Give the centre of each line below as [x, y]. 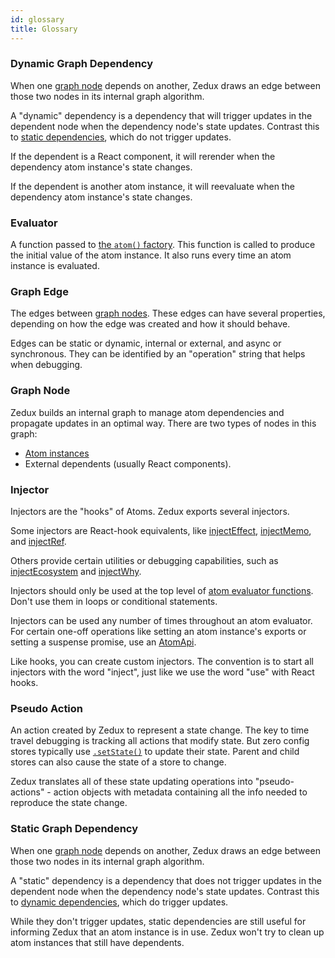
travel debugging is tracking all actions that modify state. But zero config [160, 741]
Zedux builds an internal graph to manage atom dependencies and [147, 412]
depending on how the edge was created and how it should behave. [150, 324]
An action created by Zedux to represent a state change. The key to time [160, 730]
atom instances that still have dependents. [97, 942]
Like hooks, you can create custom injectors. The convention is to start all [162, 661]
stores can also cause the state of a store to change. [118, 762]
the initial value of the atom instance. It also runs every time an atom [151, 255]
